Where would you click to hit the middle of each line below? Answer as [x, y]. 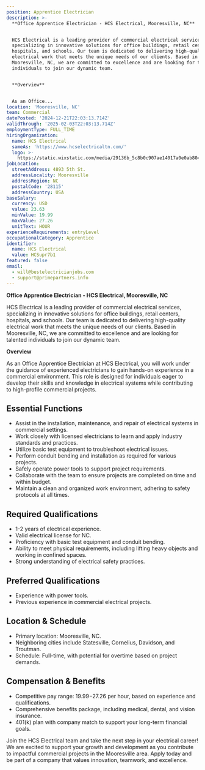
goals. [23, 728]
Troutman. [28, 649]
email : [15, 266]
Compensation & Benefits [56, 681]
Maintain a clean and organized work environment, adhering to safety [103, 488]
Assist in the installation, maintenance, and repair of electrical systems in [107, 423]
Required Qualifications [52, 514]
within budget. [33, 482]
